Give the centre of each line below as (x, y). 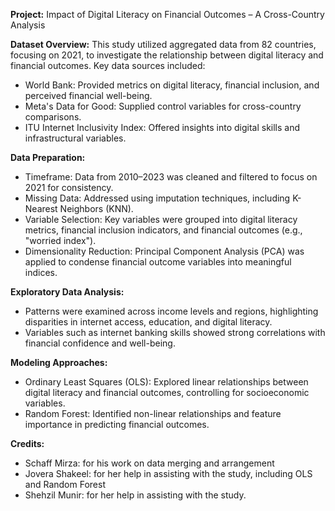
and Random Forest (65, 484)
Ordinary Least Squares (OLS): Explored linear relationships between (166, 382)
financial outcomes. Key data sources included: (108, 65)
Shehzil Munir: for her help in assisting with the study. (135, 495)
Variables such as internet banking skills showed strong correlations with (175, 332)
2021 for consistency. (69, 187)
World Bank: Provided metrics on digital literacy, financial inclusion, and (172, 85)
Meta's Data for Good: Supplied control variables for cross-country (163, 106)
